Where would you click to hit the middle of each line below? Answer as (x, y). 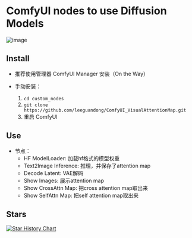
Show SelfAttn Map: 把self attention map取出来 (81, 195)
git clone (36, 105)
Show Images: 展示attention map (64, 180)
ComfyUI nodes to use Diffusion (87, 11)
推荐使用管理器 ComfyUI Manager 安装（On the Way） (81, 74)
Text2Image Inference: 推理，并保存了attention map (87, 166)
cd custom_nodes (44, 99)
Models (25, 23)
